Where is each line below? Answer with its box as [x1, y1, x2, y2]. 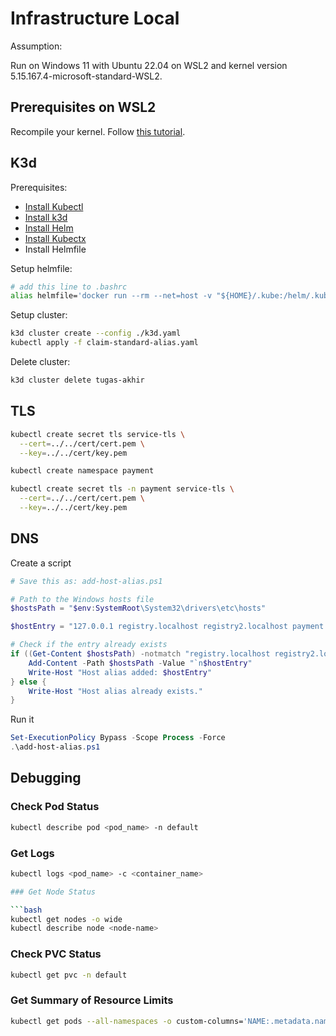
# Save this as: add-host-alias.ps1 [10, 576, 163, 586]
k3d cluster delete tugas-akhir [10, 375, 145, 386]
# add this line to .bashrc [10, 282, 128, 292]
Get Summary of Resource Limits [10, 993, 174, 1007]
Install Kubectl [24, 200, 84, 212]
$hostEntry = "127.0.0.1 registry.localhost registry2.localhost [10, 622, 288, 632]
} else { [10, 677, 47, 687]
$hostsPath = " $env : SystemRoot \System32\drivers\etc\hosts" [10, 603, 267, 614]
